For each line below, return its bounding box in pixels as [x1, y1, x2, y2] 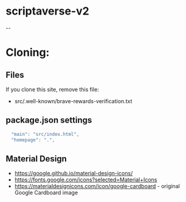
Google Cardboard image [14, 189, 78, 197]
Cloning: [5, 45, 50, 59]
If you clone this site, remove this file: [5, 86, 100, 93]
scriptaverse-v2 [5, 4, 89, 18]
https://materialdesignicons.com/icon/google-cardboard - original [14, 183, 180, 190]
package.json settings [5, 115, 92, 126]
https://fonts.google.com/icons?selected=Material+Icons [14, 176, 157, 183]
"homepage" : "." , [11, 136, 55, 143]
